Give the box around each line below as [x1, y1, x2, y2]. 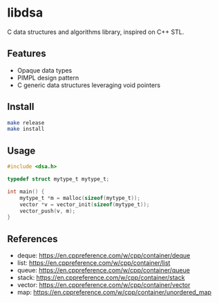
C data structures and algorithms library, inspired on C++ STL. [7, 28, 184, 36]
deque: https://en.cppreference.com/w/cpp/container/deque [17, 251, 191, 260]
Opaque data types [17, 66, 73, 74]
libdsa [7, 5, 44, 21]
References [7, 233, 58, 245]
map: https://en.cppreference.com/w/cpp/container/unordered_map [17, 288, 212, 297]
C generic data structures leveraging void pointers [17, 81, 161, 89]
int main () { [7, 188, 45, 195]
